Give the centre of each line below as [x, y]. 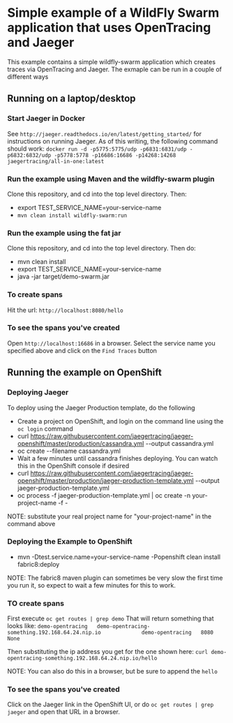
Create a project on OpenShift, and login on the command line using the [120, 421]
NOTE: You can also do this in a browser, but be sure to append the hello [112, 671]
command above [31, 523]
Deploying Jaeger [38, 392]
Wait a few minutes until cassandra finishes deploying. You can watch [118, 458]
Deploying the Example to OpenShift [70, 542]
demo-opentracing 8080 [178, 633]
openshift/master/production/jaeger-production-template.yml [105, 480]
